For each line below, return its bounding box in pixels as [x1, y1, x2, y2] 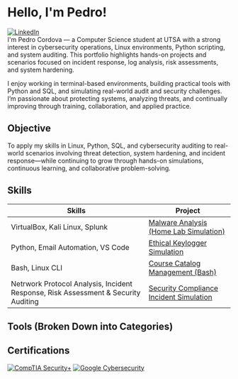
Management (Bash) [148, 267, 217, 277]
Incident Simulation [148, 292, 212, 302]
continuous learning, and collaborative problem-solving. [7, 164, 171, 172]
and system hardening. [7, 65, 74, 74]
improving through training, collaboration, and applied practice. [7, 101, 192, 110]
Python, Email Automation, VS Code [11, 242, 130, 252]
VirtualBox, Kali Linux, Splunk [11, 221, 108, 231]
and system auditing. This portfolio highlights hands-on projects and [7, 50, 207, 59]
